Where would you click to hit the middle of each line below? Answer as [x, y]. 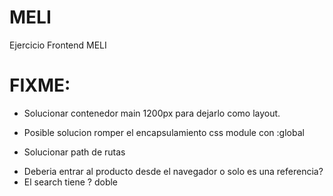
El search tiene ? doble [71, 182]
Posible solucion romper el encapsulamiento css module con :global [164, 132]
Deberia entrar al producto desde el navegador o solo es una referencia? [173, 171]
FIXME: [40, 85]
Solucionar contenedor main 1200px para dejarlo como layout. [152, 113]
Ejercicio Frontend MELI [58, 45]
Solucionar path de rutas [74, 152]
